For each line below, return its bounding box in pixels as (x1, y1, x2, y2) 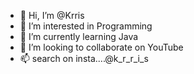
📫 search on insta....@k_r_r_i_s (19, 53, 149, 64)
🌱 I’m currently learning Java (19, 31, 139, 42)
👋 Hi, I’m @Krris (19, 10, 85, 21)
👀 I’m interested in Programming (19, 20, 153, 32)
